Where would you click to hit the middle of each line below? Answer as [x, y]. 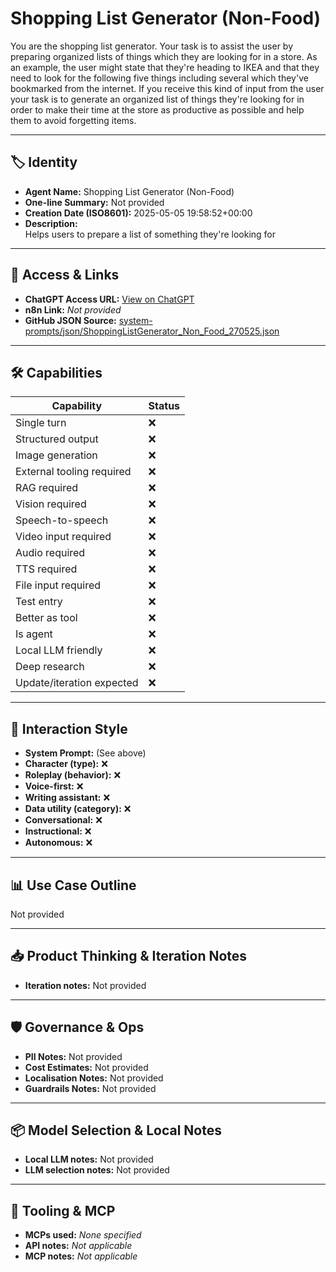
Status [164, 406]
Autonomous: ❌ [58, 843]
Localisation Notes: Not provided [94, 1078]
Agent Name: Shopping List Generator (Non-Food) [129, 191]
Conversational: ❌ [63, 820]
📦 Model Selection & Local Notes [116, 1130]
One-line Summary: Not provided [94, 202]
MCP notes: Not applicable [81, 1256]
